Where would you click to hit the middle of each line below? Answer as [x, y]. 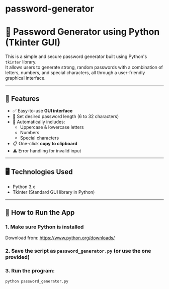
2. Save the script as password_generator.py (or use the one [78, 251]
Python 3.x [24, 187]
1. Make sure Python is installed [45, 227]
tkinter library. [21, 62]
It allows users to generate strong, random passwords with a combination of [84, 67]
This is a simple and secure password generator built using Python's [76, 56]
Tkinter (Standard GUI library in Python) [54, 192]
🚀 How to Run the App [40, 213]
